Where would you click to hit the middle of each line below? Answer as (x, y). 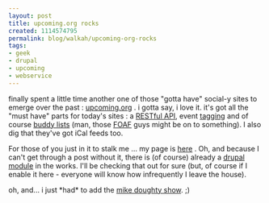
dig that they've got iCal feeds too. (66, 133)
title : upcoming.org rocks (54, 23)
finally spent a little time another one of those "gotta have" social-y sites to (133, 98)
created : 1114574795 (43, 31)
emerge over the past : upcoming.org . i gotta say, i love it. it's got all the (128, 107)
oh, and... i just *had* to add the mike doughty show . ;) (99, 189)
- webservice (30, 76)
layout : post (30, 16)
